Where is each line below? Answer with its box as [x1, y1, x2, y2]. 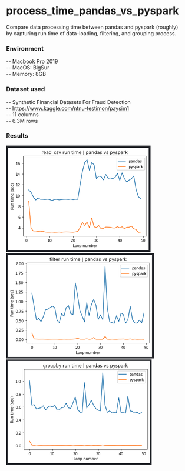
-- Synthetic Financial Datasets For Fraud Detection [6, 98, 131, 105]
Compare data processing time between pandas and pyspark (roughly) [6, 24, 179, 31]
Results [6, 132, 28, 140]
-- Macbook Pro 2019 [6, 58, 58, 65]
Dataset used [6, 85, 45, 93]
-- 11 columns [6, 111, 39, 118]
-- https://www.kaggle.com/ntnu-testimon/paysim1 [6, 105, 130, 112]
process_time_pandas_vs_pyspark [6, 4, 179, 18]
